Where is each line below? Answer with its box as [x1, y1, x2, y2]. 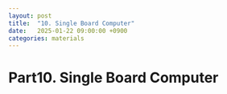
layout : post [8, 11, 52, 20]
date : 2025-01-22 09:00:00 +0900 [8, 27, 128, 35]
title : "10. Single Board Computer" [8, 19, 135, 27]
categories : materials [8, 34, 85, 43]
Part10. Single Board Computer [8, 69, 219, 87]
